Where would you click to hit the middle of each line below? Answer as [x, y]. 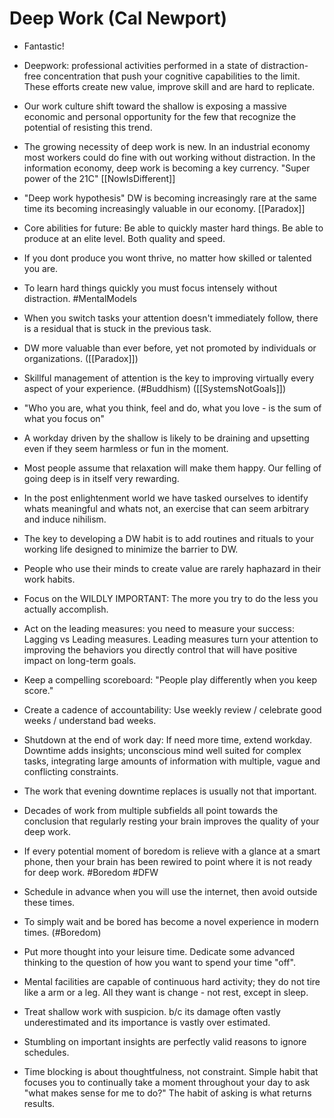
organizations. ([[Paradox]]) [81, 358]
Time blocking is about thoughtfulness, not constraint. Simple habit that [171, 1071]
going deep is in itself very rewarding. [101, 478]
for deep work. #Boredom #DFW [91, 872]
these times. [49, 902]
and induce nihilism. [65, 519]
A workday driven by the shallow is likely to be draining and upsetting [166, 438]
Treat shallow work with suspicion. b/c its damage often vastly [152, 1011]
